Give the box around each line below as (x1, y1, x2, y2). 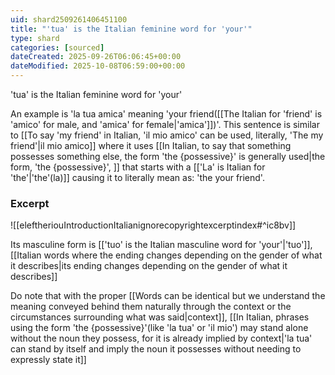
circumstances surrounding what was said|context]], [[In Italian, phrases (10, 311, 310, 323)
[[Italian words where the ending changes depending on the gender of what (10, 249, 323, 261)
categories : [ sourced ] (10, 42, 105, 53)
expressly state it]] (10, 354, 87, 366)
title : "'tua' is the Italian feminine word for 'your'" (10, 24, 253, 34)
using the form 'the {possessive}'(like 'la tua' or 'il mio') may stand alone (10, 322, 309, 334)
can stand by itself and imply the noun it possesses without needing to (10, 343, 302, 355)
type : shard (10, 33, 60, 43)
